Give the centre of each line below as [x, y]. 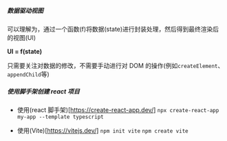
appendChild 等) [28, 74]
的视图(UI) [22, 37]
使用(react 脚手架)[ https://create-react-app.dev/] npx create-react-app [118, 109]
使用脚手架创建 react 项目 [44, 91]
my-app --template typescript [61, 117]
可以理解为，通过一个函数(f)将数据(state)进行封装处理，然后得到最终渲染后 [113, 29]
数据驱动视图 [25, 10]
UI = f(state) [25, 51]
